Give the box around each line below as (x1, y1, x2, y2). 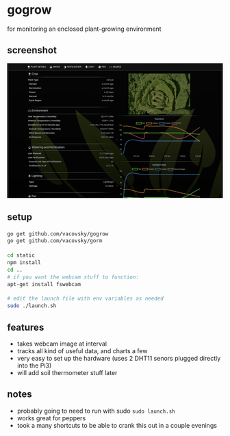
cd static (7, 252, 36, 259)
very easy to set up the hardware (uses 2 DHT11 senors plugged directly (16, 355, 221, 362)
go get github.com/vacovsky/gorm (7, 238, 103, 244)
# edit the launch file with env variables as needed (7, 295, 164, 303)
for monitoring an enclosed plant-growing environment (7, 25, 162, 33)
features (7, 321, 44, 333)
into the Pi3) (16, 361, 52, 370)
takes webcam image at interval (16, 339, 107, 348)
